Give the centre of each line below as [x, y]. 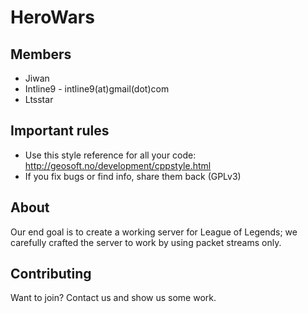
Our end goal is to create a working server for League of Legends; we [154, 232]
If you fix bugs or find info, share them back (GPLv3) [133, 176]
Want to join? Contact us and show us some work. [113, 298]
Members [41, 54]
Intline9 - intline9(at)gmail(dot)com [97, 89]
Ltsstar [39, 99]
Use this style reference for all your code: [110, 155]
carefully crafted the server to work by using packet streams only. [146, 242]
